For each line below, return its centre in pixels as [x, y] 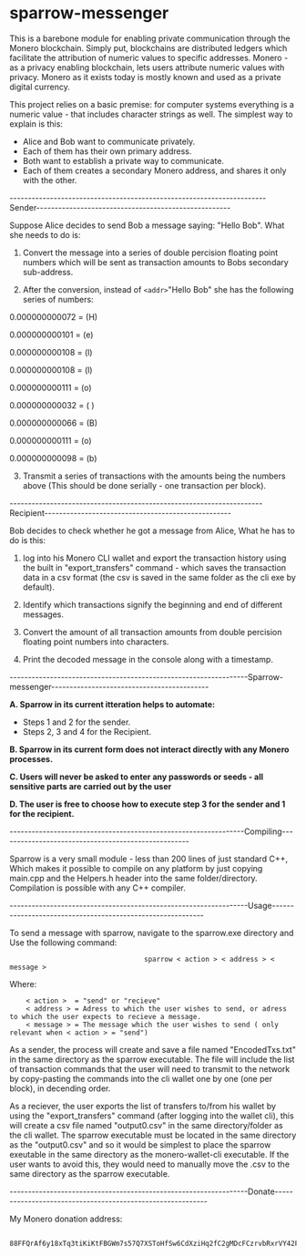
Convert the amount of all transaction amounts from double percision [152, 632]
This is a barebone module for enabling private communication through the [150, 38]
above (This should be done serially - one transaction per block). [144, 485]
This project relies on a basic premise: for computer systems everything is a [152, 104]
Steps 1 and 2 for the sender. [76, 722]
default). [38, 587]
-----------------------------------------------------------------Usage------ [152, 905]
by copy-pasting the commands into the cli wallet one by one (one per [141, 1078]
